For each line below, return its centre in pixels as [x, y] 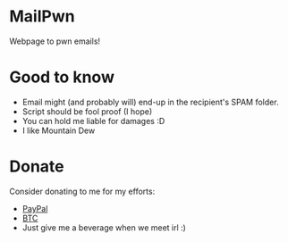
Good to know [62, 77]
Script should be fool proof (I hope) [87, 111]
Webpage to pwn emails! [55, 41]
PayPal [35, 208]
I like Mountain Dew [59, 130]
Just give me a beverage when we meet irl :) [104, 227]
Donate [37, 167]
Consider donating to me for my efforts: [82, 191]
